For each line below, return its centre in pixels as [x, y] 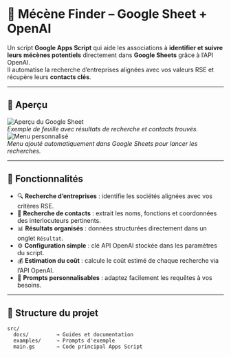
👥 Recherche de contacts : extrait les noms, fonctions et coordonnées [117, 213]
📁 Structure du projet [53, 313]
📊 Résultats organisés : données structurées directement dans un [112, 228]
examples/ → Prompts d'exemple [64, 341]
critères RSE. [35, 206]
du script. [31, 252]
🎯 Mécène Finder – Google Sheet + [107, 14]
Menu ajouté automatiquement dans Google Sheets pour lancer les [102, 143]
